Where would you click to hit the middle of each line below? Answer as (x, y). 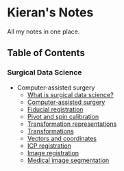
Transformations (50, 131)
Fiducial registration (55, 109)
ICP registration (49, 146)
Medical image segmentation (68, 160)
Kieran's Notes (50, 13)
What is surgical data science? (71, 94)
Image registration (53, 153)
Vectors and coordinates (62, 138)
